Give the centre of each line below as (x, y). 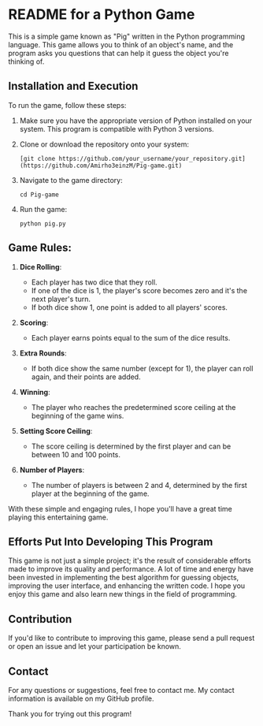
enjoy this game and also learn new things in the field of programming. (123, 594)
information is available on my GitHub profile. (81, 698)
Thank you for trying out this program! (70, 714)
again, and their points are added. (86, 377)
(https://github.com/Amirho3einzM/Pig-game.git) (101, 166)
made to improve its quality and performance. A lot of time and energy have (131, 569)
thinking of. (26, 61)
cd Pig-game (39, 195)
